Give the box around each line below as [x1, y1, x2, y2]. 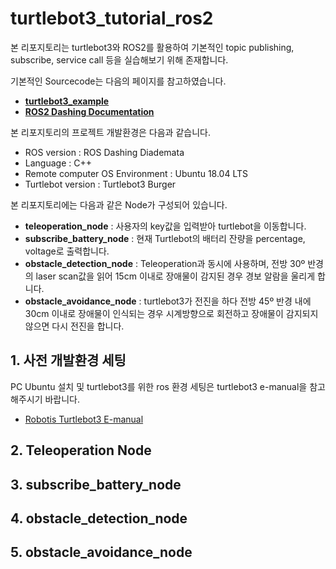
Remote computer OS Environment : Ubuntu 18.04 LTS [24, 167, 248, 179]
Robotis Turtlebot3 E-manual [24, 413, 144, 425]
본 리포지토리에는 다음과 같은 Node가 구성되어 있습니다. [10, 198, 228, 211]
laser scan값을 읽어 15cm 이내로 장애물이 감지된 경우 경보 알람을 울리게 [35, 270, 316, 282]
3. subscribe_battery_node [10, 476, 182, 493]
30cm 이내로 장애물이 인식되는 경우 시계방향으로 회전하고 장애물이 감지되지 [24, 307, 319, 319]
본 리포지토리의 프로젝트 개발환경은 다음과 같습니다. [10, 126, 211, 138]
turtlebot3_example [24, 95, 110, 107]
